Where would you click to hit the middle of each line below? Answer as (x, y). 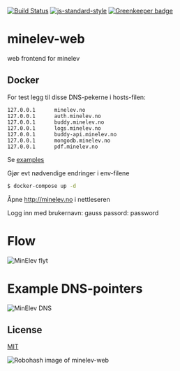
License (25, 329)
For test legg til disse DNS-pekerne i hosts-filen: (76, 97)
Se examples (26, 159)
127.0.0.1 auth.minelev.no (54, 116)
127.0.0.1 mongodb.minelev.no (59, 140)
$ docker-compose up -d (42, 186)
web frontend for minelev (44, 58)
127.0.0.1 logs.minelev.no (54, 128)
